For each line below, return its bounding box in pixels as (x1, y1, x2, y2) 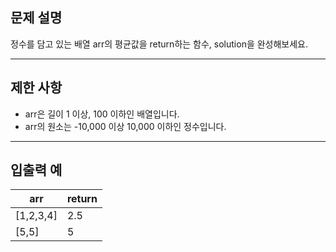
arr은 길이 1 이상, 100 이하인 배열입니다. (24, 108, 180, 120)
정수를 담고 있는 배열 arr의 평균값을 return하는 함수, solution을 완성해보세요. (10, 38, 309, 50)
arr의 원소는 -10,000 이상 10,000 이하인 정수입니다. (24, 120, 227, 132)
